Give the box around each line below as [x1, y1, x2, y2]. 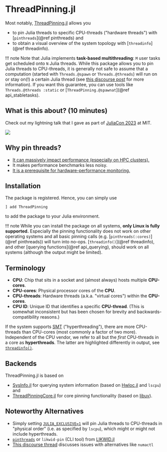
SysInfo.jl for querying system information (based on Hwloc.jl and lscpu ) [12, 382, 161, 388]
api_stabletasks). [5, 92, 40, 98]
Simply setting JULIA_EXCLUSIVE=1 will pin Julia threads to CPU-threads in [12, 420, 163, 426]
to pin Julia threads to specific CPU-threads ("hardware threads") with [12, 29, 158, 35]
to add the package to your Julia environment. [5, 213, 100, 220]
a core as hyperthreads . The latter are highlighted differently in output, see [5, 339, 160, 345]
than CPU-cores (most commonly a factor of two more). [21, 329, 137, 335]
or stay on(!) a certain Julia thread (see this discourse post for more [5, 76, 145, 82]
